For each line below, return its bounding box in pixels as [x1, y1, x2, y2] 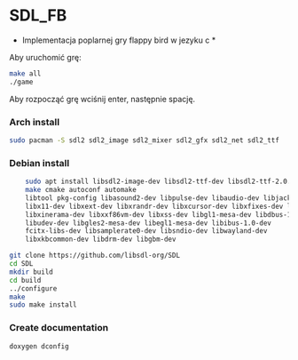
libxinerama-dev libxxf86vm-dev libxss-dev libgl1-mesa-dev [25, 210, 252, 219]
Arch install [9, 116, 60, 128]
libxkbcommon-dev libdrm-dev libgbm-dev [25, 235, 176, 244]
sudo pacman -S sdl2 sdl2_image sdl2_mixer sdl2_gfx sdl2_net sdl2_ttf [9, 135, 279, 145]
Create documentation [9, 322, 109, 334]
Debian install [9, 156, 70, 169]
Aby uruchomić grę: [9, 52, 82, 62]
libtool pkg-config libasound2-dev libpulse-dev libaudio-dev [25, 193, 260, 203]
